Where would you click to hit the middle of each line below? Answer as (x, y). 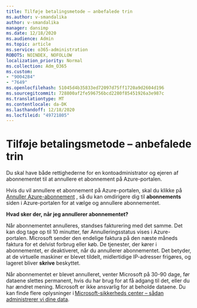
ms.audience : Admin (30, 39)
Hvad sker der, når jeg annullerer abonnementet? (67, 214)
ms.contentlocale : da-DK (36, 104)
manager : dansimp (27, 28)
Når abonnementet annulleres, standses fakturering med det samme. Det (94, 226)
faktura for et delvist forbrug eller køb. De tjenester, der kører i (81, 245)
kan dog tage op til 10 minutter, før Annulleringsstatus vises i (79, 232)
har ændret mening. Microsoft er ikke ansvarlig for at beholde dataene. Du (96, 287)
